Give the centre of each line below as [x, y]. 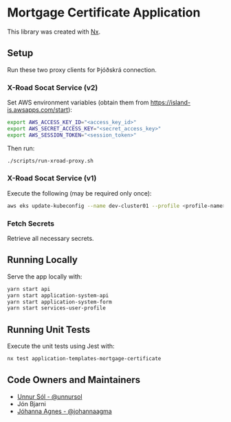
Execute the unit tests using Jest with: [61, 346]
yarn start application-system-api [58, 295]
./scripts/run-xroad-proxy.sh [51, 161]
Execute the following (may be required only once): [79, 193]
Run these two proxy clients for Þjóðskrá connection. [82, 69]
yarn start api [29, 289]
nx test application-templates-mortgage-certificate [84, 359]
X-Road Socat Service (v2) [53, 87]
